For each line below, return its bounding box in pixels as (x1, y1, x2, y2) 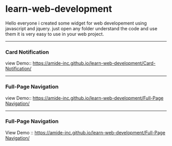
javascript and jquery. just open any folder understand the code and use (5, 25, 158, 31)
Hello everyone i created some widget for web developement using (5, 20, 147, 26)
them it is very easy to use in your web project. (5, 31, 104, 37)
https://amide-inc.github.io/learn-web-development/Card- (32, 60, 156, 67)
